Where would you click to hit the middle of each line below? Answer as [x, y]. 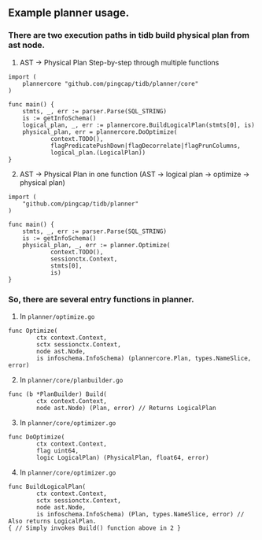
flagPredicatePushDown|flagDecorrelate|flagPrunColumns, [146, 146]
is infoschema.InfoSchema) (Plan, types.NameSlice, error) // [140, 514]
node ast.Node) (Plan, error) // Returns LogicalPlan [126, 408]
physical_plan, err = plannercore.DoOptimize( [100, 132]
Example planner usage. [69, 13]
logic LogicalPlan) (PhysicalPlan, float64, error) [123, 457]
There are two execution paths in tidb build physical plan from [129, 35]
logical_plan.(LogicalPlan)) [98, 153]
